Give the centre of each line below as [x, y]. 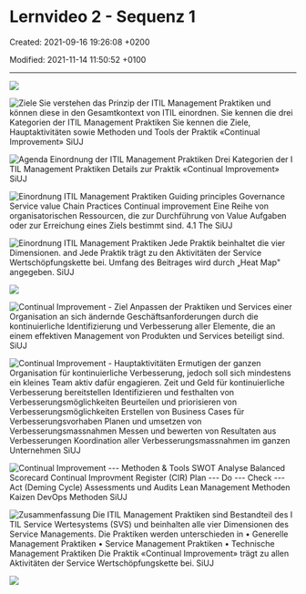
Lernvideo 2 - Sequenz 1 [102, 17]
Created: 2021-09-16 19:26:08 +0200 [80, 42]
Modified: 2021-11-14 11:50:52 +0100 [78, 59]
